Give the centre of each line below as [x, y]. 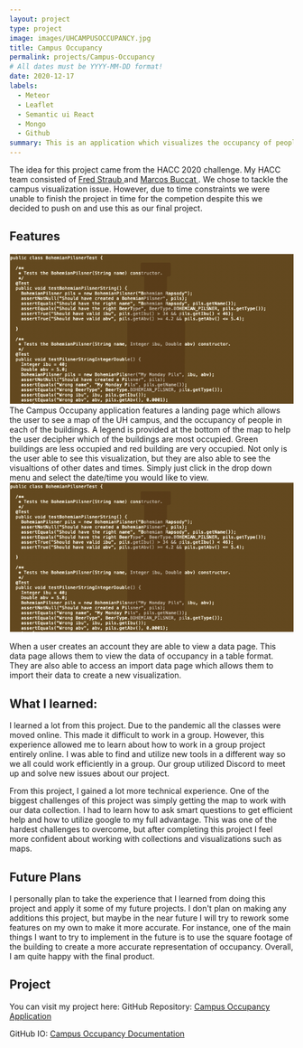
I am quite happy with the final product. [82, 957]
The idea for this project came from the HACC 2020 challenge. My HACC [145, 170]
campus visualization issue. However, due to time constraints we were [140, 189]
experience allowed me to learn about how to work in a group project [138, 744]
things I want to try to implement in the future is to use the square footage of [151, 937]
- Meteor [34, 95]
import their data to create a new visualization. [96, 675]
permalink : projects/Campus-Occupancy [82, 57]
